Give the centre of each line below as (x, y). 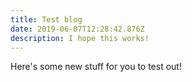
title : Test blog (46, 19)
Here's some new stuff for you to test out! (96, 67)
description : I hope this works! (80, 38)
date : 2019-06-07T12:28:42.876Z (77, 29)
